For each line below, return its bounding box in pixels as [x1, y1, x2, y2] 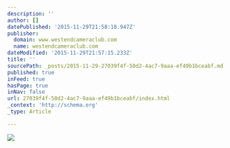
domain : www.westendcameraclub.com [13, 36, 117, 43]
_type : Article [7, 108, 52, 115]
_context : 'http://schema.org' [7, 102, 99, 109]
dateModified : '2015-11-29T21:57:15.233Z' [7, 50, 133, 57]
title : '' [7, 56, 36, 63]
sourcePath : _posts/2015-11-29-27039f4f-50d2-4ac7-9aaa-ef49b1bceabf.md [7, 62, 224, 69]
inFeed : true [7, 75, 45, 83]
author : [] [7, 17, 39, 24]
